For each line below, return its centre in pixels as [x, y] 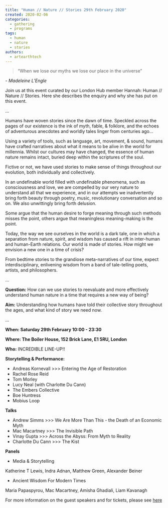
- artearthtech [26, 57]
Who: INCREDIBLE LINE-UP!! [35, 349]
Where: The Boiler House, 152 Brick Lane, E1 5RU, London [66, 339]
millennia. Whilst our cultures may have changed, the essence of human [80, 152]
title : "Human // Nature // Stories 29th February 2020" [66, 10]
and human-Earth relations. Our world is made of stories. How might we [79, 244]
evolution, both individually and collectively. [50, 172]
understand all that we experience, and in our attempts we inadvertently [79, 193]
